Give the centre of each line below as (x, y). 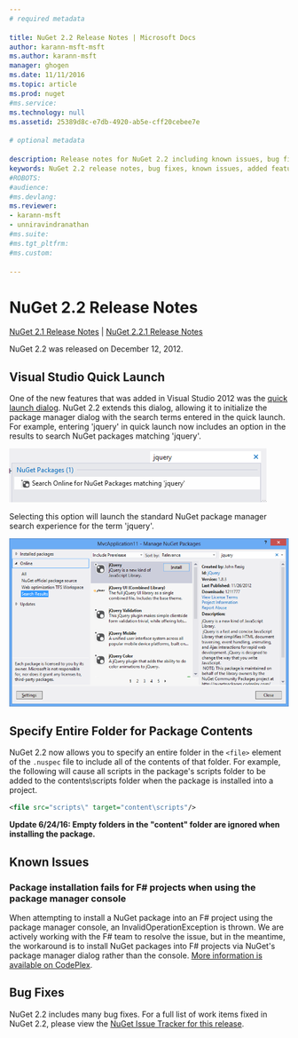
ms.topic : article (43, 84)
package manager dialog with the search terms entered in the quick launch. (147, 417)
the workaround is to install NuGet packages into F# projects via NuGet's (142, 946)
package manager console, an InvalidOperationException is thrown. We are (146, 927)
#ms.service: (33, 103)
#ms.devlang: (33, 197)
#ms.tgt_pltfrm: (39, 243)
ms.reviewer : (33, 206)
